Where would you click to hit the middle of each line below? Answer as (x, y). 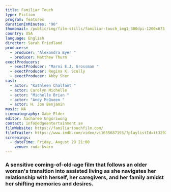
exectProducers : (22, 62)
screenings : (18, 138)
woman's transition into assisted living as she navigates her (81, 171)
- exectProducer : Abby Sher (40, 76)
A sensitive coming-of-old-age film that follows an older (76, 165)
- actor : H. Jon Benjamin (37, 105)
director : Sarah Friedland (34, 43)
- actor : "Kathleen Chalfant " (43, 85)
